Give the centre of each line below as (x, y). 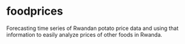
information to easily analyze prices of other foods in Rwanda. (85, 34)
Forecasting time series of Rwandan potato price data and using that (92, 28)
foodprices (35, 11)
